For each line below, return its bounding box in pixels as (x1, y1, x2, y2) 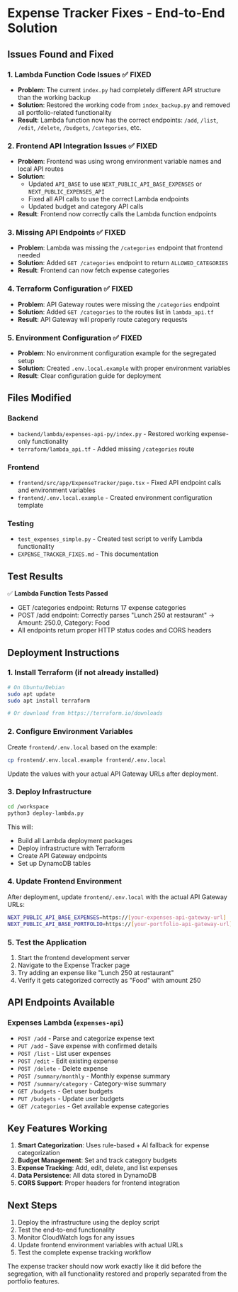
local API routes (17, 165, 64, 173)
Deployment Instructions (7, 647, 120, 659)
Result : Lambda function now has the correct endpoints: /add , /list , (17, 116, 218, 124)
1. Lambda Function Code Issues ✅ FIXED (7, 69, 152, 79)
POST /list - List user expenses (17, 1049, 111, 1057)
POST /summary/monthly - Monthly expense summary (17, 1071, 171, 1080)
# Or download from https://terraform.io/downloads (7, 710, 163, 717)
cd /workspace (7, 803, 50, 810)
